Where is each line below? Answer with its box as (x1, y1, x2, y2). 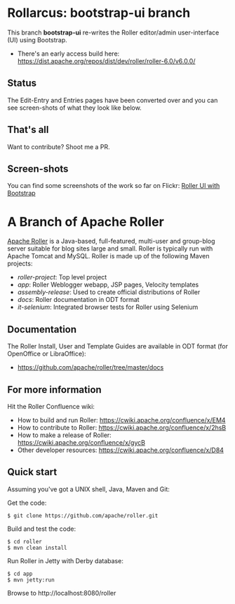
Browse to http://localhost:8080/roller (7, 589, 116, 597)
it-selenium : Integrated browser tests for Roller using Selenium (17, 303, 199, 311)
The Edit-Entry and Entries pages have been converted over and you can (7, 96, 218, 104)
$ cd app (7, 570, 33, 577)
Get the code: (7, 498, 47, 507)
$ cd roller (7, 538, 42, 545)
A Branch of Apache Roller (7, 213, 165, 229)
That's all (7, 124, 49, 136)
